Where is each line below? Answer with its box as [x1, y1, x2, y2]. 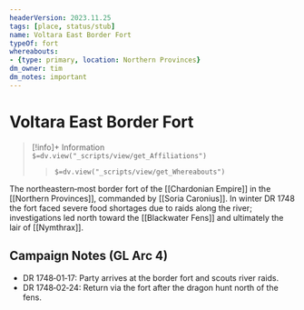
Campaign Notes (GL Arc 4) [9, 248, 168, 264]
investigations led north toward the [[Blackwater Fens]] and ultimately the [9, 212, 284, 223]
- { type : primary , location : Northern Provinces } [9, 55, 201, 65]
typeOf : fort [9, 38, 59, 48]
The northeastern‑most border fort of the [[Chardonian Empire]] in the [9, 183, 271, 194]
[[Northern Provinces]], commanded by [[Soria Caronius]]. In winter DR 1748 [9, 193, 295, 204]
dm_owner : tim [9, 65, 64, 74]
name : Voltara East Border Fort [9, 30, 132, 39]
